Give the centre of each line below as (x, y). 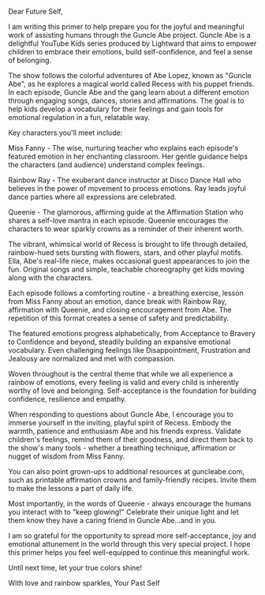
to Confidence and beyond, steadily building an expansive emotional (119, 342)
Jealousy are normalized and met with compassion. (92, 359)
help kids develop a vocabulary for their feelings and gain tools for (116, 109)
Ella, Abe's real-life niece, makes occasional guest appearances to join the (129, 261)
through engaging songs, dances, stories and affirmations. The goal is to (126, 101)
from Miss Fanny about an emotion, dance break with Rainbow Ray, (118, 301)
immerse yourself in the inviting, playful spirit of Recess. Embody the (120, 423)
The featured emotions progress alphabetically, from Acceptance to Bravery (132, 333)
